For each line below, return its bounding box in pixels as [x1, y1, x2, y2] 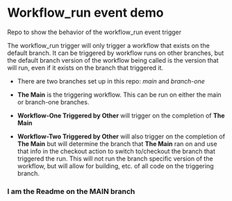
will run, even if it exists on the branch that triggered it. [7, 63, 164, 72]
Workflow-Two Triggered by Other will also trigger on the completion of [17, 132, 226, 140]
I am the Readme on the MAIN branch [7, 186, 135, 196]
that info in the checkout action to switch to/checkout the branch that [17, 147, 215, 155]
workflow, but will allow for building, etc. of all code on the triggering [17, 161, 214, 170]
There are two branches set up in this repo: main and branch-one [17, 77, 205, 85]
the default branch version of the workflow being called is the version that [7, 56, 219, 64]
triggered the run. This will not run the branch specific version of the [17, 154, 213, 163]
